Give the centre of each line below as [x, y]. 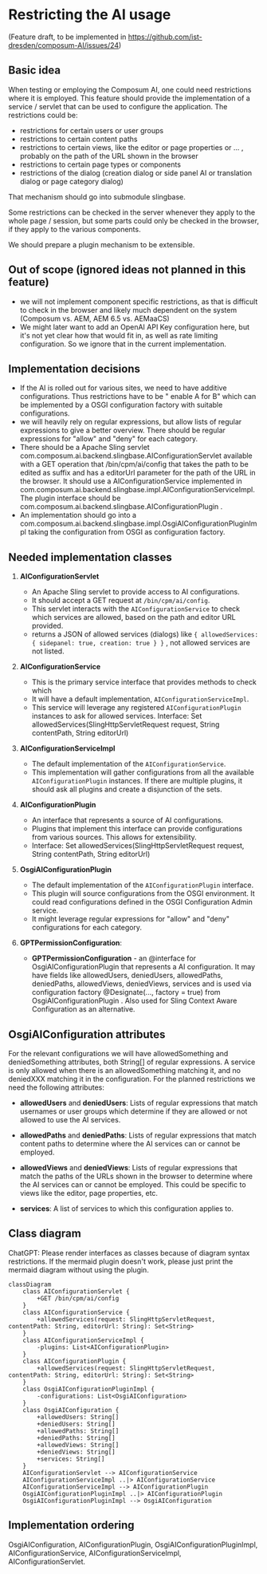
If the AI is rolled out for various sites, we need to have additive [123, 388]
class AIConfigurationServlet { [76, 1291]
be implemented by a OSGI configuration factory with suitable [121, 405]
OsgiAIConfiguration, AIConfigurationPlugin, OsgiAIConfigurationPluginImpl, [133, 1544]
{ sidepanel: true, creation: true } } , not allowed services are [141, 643]
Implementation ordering [71, 1525]
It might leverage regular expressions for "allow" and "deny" [130, 919]
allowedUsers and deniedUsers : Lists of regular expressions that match [139, 1103]
